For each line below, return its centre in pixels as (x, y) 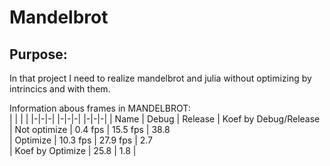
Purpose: (38, 54)
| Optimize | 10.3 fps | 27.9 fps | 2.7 (81, 140)
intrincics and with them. (60, 89)
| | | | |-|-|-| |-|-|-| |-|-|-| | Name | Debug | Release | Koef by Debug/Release (165, 119)
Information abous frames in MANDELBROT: (100, 108)
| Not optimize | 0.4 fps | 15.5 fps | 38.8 (90, 129)
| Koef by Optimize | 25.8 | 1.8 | (73, 150)
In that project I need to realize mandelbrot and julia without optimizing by (160, 78)
